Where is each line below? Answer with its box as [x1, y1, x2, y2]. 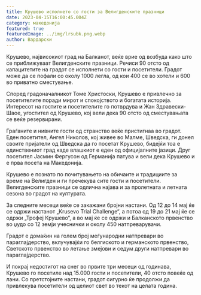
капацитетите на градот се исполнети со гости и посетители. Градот [6, 66, 182, 73]
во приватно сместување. [6, 79, 74, 86]
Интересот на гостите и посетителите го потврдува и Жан [6, 103, 155, 110]
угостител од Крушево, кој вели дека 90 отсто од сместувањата [23, 109, 188, 116]
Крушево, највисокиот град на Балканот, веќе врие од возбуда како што [6, 53, 193, 60]
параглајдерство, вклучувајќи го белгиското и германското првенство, [6, 239, 189, 246]
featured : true [6, 25, 44, 32]
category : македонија [6, 20, 60, 26]
